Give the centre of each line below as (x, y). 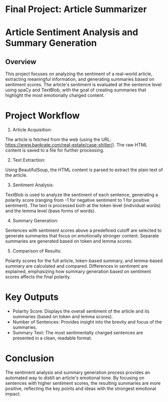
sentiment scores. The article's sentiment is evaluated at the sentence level (83, 85)
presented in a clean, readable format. (52, 338)
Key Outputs (32, 297)
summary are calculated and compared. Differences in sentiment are (76, 266)
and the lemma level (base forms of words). (50, 211)
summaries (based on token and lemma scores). (63, 317)
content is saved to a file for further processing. (55, 150)
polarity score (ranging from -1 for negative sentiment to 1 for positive (77, 200)
